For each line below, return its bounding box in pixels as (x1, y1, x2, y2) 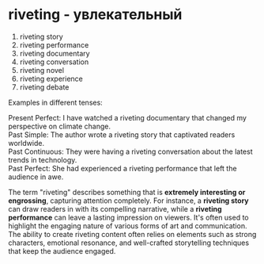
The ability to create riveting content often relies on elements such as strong (8, 229, 257, 239)
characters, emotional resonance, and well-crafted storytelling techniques (8, 238, 250, 247)
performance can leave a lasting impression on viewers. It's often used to (8, 212, 249, 222)
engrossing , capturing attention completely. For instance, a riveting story (8, 196, 249, 205)
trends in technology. (8, 155, 77, 164)
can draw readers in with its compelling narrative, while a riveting (8, 204, 222, 213)
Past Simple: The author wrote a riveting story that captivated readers (8, 129, 236, 140)
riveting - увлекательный (8, 6, 183, 24)
